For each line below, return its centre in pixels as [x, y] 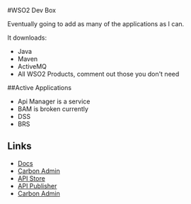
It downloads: [27, 38]
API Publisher [37, 186]
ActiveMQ [32, 66]
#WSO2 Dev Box [32, 10]
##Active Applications [40, 87]
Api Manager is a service [54, 101]
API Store [31, 178]
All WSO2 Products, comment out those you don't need [98, 74]
